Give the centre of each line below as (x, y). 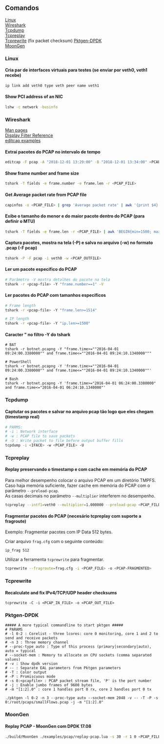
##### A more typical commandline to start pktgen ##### (64, 625)
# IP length (17, 319)
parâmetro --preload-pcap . (32, 491)
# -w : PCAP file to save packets (40, 436)
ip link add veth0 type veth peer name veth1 (52, 86)
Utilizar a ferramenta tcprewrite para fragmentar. (55, 560)
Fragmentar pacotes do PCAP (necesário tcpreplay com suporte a (73, 516)
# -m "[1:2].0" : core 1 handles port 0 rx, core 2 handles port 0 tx (78, 689)
